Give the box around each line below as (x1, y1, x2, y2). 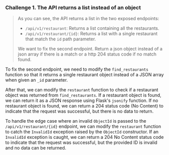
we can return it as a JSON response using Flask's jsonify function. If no (5, 97, 158, 104)
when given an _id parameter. (5, 77, 68, 83)
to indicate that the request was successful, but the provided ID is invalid (5, 139, 157, 145)
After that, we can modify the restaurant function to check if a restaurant (5, 87, 158, 93)
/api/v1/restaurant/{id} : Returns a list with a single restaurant (25, 31, 158, 37)
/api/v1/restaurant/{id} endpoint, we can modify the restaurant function (5, 123, 161, 130)
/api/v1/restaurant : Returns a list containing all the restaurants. (25, 25, 160, 31)
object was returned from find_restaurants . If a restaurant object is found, (5, 92, 161, 98)
